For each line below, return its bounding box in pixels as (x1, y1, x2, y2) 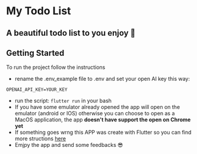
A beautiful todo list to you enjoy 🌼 (6, 28, 136, 38)
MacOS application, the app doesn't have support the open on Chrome (14, 116, 191, 123)
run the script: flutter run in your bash (14, 97, 112, 105)
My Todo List (6, 4, 71, 18)
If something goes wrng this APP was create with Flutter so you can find (14, 129, 192, 136)
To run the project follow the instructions (6, 64, 106, 71)
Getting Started (6, 48, 65, 58)
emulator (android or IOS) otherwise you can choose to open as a (14, 110, 175, 117)
